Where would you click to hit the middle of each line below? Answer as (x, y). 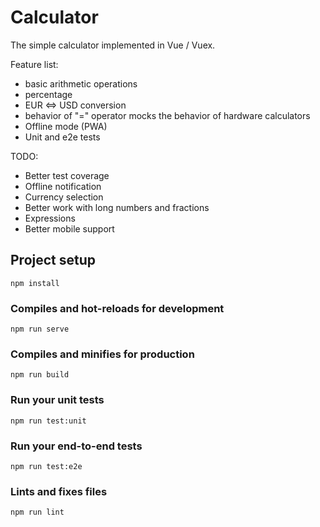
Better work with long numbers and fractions (117, 207)
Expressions (50, 218)
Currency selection (64, 197)
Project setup (53, 260)
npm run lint (37, 512)
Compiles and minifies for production (102, 354)
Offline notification (63, 186)
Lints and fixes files (59, 491)
